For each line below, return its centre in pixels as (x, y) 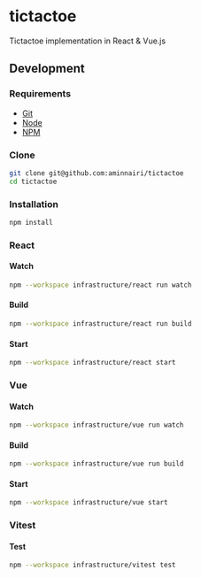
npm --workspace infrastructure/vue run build (97, 464)
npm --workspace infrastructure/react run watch (100, 285)
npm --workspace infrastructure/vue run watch (97, 425)
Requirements (40, 94)
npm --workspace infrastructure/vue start (89, 503)
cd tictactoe (33, 181)
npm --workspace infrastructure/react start (93, 363)
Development (47, 69)
